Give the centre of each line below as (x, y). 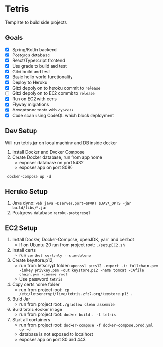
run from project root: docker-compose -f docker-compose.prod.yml (86, 325)
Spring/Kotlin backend (34, 49)
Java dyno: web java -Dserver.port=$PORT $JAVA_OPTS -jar (72, 203)
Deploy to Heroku (30, 82)
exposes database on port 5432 (52, 163)
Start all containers (31, 320)
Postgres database (31, 55)
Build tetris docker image (37, 309)
